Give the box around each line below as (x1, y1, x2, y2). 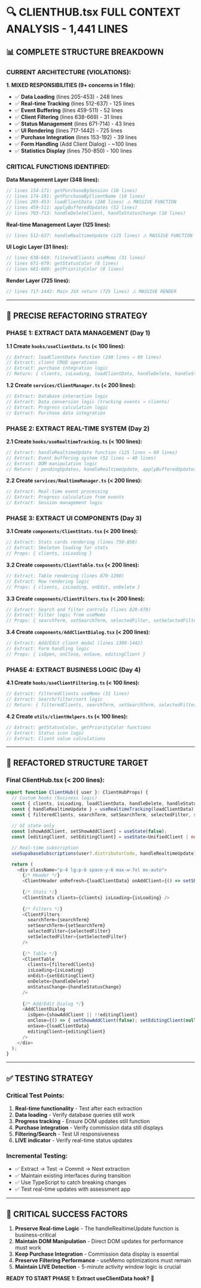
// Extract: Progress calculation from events (6, 494, 124, 501)
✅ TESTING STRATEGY (6, 1073, 94, 1083)
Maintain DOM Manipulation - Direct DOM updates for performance (14, 1238, 184, 1245)
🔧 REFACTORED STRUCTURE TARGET (6, 757, 148, 768)
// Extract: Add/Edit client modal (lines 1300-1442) (6, 640, 144, 646)
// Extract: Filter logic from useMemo (6, 612, 106, 618)
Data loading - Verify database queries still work (14, 1112, 135, 1118)
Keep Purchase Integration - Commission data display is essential (14, 1250, 179, 1258)
